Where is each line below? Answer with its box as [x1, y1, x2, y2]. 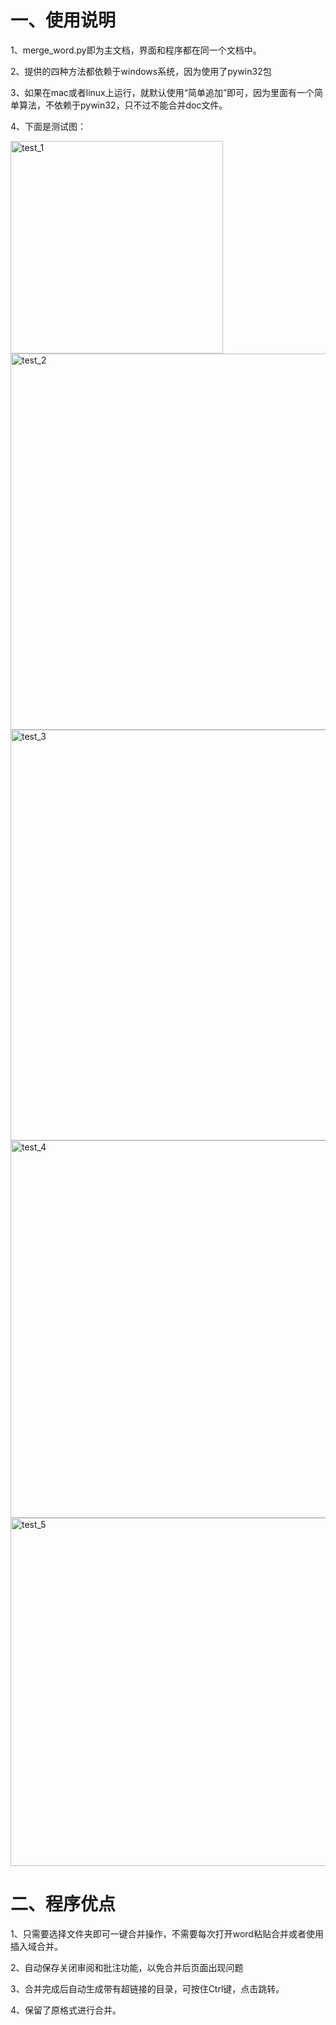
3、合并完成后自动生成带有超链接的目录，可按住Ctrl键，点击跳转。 [10, 1982, 285, 1995]
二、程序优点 [10, 1893, 117, 1916]
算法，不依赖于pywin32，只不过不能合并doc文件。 [18, 99, 228, 111]
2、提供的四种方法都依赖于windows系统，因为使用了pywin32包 [10, 65, 272, 77]
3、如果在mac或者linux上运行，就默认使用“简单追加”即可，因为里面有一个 [10, 86, 315, 98]
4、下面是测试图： [10, 120, 87, 132]
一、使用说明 [10, 9, 117, 32]
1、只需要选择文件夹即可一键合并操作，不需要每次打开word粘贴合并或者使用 [10, 1927, 324, 1940]
